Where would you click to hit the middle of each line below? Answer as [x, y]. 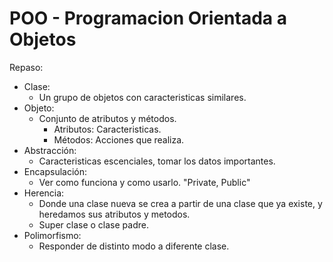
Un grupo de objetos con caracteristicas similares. [142, 97]
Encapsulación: [55, 171]
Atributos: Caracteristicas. [107, 129]
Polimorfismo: [52, 235]
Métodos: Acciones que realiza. [119, 139]
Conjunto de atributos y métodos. [107, 118]
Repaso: [26, 67]
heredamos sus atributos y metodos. [114, 214]
